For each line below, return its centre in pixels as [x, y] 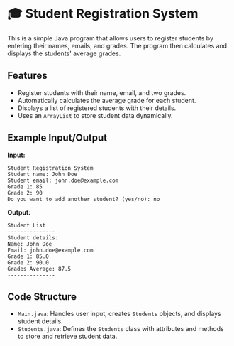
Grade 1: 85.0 [28, 256]
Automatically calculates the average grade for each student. [107, 100]
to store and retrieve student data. [67, 336]
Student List [27, 225]
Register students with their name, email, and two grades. [102, 92]
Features [27, 76]
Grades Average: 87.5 [39, 269]
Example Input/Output [57, 138]
